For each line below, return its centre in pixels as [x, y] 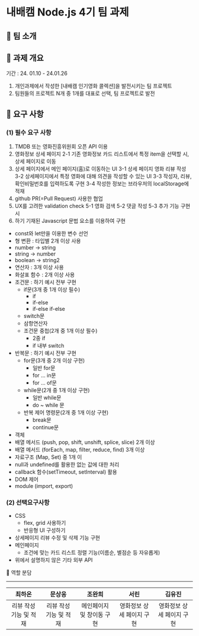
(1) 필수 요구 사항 [29, 133]
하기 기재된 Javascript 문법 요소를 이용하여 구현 [70, 221]
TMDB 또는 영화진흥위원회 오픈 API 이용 [61, 147]
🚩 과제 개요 [25, 58]
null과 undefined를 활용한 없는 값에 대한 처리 [67, 465]
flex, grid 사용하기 [45, 523]
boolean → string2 [37, 260]
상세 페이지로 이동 [35, 162]
